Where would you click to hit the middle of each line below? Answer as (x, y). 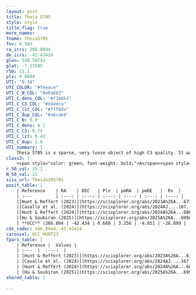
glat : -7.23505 (24, 66)
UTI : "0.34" (20, 82)
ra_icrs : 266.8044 (28, 50)
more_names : (20, 33)
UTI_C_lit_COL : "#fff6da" (37, 109)
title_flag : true (27, 28)
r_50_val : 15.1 (24, 169)
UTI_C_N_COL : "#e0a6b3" (35, 93)
